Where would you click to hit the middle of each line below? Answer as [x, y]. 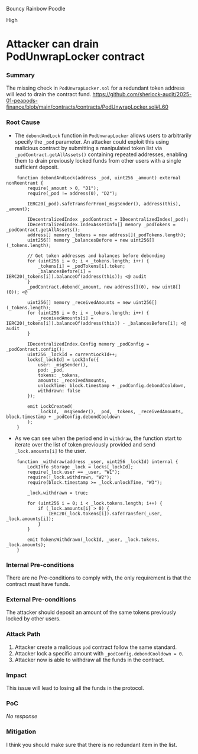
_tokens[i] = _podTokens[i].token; [82, 266]
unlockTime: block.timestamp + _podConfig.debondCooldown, [112, 385]
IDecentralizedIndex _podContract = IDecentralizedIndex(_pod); [108, 219]
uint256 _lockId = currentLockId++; [72, 354]
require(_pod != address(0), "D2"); [72, 193]
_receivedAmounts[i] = [66, 318]
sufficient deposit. [37, 167]
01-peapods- [22, 101]
